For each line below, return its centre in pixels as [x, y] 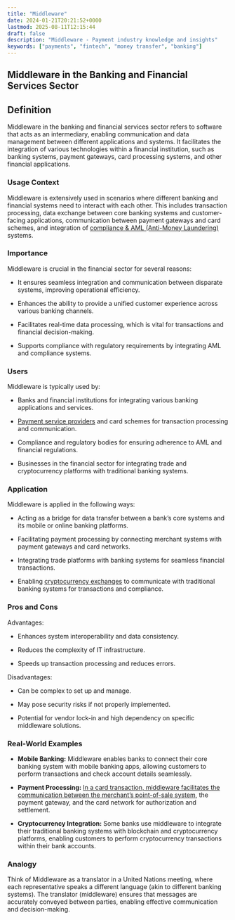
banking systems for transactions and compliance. [90, 589]
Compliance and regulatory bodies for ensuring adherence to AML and [120, 442]
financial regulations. [48, 450]
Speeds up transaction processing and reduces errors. [96, 663]
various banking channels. [55, 311]
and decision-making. [39, 909]
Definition [29, 110]
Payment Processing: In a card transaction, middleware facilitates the [119, 787]
